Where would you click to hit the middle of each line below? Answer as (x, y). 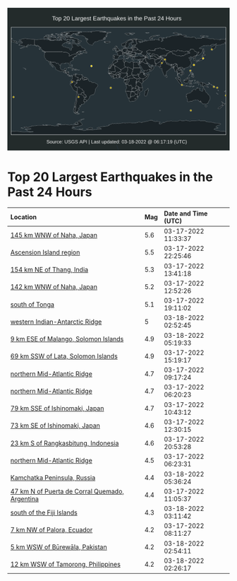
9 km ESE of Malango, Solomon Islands (67, 339)
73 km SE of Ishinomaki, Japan (55, 426)
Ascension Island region (45, 252)
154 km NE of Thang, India (49, 270)
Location (24, 217)
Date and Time (186, 213)
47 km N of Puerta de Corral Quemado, (67, 491)
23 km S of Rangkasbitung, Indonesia (65, 443)
